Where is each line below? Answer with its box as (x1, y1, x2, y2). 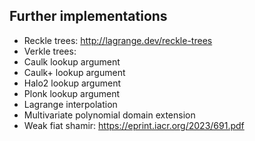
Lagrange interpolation (23, 98, 118, 110)
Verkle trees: (23, 45, 77, 57)
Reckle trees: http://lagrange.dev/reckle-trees (23, 34, 213, 46)
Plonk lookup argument (23, 87, 121, 99)
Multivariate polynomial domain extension (23, 109, 196, 121)
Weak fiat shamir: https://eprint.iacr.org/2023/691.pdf (23, 119, 245, 131)
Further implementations (9, 8, 168, 25)
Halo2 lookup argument (23, 77, 122, 89)
